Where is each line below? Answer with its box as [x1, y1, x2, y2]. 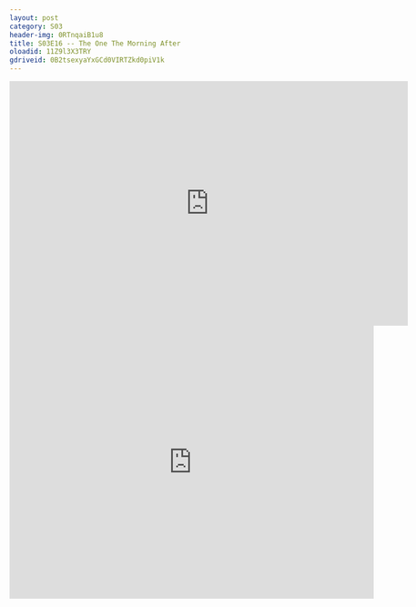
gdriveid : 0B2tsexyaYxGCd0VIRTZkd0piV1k [9, 56, 166, 65]
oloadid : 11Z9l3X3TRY [9, 47, 92, 56]
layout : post [9, 13, 59, 23]
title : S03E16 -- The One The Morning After [9, 38, 181, 48]
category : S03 [9, 22, 64, 31]
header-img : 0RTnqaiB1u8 [9, 30, 104, 39]
